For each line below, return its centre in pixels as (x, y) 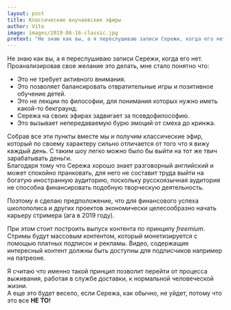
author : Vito (26, 26)
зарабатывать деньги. (40, 158)
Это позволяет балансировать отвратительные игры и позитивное (115, 87)
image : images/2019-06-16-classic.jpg (63, 33)
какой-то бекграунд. (47, 109)
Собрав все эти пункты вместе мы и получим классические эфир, (105, 136)
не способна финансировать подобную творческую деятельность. (106, 188)
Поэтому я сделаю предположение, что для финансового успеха (103, 201)
